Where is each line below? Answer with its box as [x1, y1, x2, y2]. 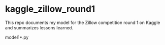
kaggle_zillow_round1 [5, 3, 95, 15]
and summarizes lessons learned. [5, 24, 73, 30]
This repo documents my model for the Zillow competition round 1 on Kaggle [5, 20, 160, 25]
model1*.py [5, 34, 29, 40]
